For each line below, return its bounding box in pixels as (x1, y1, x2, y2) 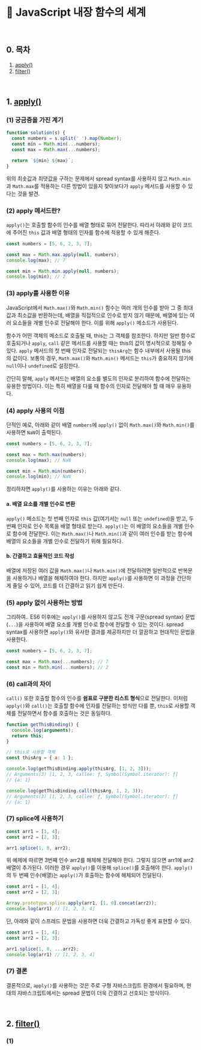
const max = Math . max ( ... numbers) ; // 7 (6, 658, 109, 664)
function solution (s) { (6, 130, 66, 136)
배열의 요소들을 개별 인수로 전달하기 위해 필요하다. (6, 537, 124, 545)
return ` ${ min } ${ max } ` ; (11, 157, 74, 163)
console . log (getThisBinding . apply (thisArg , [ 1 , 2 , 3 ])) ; (6, 766, 152, 772)
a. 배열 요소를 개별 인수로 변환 (6, 500, 76, 507)
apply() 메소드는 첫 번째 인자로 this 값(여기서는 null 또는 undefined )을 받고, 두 (6, 514, 194, 522)
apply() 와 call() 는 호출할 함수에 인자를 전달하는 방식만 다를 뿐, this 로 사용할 (6, 702, 190, 709)
